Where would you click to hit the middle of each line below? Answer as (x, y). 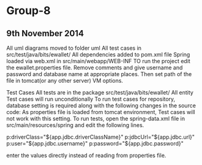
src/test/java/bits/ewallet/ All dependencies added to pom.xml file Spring (98, 55)
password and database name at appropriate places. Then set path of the (99, 74)
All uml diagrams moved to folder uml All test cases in (74, 48)
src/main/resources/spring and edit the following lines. (75, 125)
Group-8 (28, 11)
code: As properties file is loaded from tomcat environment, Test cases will (101, 112)
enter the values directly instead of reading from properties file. (86, 155)
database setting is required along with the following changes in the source (101, 106)
